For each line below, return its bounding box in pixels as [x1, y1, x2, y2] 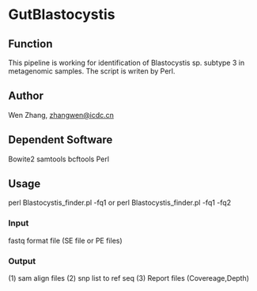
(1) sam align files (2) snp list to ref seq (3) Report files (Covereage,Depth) [8, 274, 250, 283]
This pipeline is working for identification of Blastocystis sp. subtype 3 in [8, 58, 245, 67]
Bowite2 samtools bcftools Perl [8, 154, 109, 164]
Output [8, 255, 36, 266]
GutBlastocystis [8, 6, 116, 24]
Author [8, 89, 43, 103]
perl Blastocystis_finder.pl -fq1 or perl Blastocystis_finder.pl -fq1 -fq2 [8, 198, 232, 207]
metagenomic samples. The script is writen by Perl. [8, 66, 176, 76]
